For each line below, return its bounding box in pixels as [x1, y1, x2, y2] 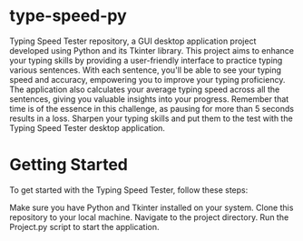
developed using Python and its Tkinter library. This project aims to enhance [9, 45, 295, 55]
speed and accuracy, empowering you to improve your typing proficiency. [9, 74, 286, 85]
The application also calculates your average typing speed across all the [9, 84, 280, 95]
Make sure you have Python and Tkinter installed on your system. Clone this [9, 202, 294, 213]
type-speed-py [9, 5, 127, 26]
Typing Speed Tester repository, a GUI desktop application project [9, 35, 257, 46]
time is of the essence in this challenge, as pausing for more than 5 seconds [9, 103, 295, 114]
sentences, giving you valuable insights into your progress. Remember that [9, 93, 289, 105]
